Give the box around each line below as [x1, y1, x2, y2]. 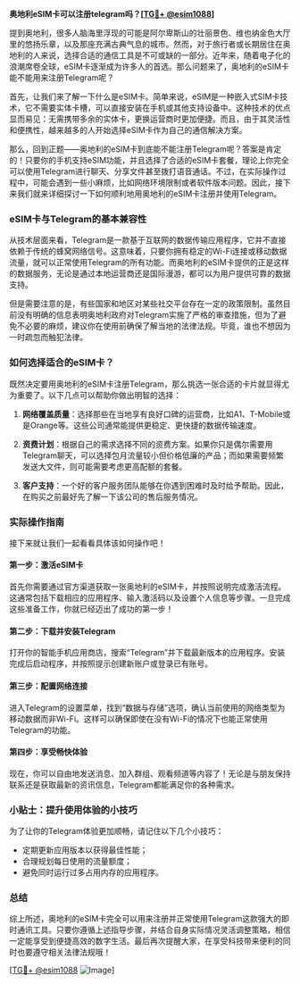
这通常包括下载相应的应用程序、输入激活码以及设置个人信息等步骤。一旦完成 [9, 593, 291, 604]
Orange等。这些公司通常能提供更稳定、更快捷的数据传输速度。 [29, 420, 262, 430]
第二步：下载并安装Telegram [9, 625, 116, 637]
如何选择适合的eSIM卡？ [9, 356, 114, 369]
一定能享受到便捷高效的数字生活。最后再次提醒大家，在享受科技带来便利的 [9, 936, 283, 946]
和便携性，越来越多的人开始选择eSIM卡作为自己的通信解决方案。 [9, 125, 247, 135]
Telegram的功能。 [9, 724, 76, 735]
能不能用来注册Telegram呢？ [9, 72, 114, 83]
